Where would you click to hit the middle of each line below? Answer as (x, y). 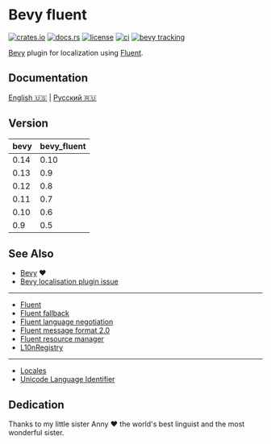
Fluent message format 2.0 (65, 330)
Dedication (36, 405)
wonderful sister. (36, 433)
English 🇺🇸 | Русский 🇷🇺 (52, 98)
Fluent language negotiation (67, 322)
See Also (31, 253)
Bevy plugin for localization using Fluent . (76, 52)
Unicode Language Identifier (67, 380)
